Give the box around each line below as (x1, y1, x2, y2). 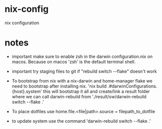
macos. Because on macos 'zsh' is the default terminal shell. (11, 58, 136, 65)
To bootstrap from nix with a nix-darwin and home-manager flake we (11, 78, 153, 84)
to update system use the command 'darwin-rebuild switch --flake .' (11, 118, 151, 124)
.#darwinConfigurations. (108, 83, 158, 89)
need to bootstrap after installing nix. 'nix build (11, 83, 107, 89)
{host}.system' (11, 88, 43, 94)
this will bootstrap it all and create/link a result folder (43, 88, 150, 94)
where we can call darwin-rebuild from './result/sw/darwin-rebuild (11, 93, 147, 99)
